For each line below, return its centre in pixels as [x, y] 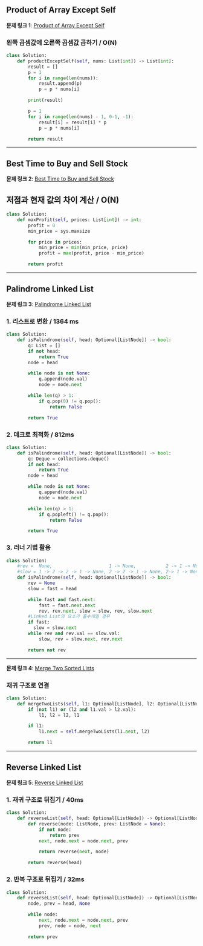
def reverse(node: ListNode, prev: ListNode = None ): [97, 824]
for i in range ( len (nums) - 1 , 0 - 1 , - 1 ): [81, 117]
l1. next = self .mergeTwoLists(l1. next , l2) [94, 732]
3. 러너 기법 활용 [29, 548]
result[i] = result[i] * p [72, 122]
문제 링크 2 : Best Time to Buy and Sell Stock [60, 179]
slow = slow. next [55, 628]
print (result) [46, 100]
